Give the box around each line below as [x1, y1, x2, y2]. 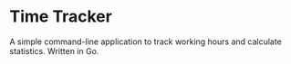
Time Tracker [9, 6, 112, 27]
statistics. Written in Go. [9, 45, 99, 56]
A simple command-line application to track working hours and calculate [9, 36, 283, 47]
